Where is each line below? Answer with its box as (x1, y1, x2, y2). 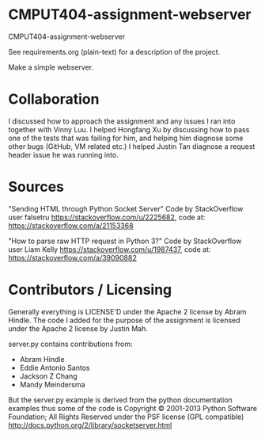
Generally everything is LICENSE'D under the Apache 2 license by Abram (8, 307, 247, 316)
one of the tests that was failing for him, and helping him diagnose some (8, 133, 244, 143)
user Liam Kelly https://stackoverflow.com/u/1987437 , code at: (8, 244, 211, 254)
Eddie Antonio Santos (19, 363, 90, 372)
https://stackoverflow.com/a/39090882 (8, 253, 137, 262)
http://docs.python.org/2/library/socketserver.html (8, 420, 172, 429)
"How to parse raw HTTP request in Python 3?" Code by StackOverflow (8, 236, 242, 246)
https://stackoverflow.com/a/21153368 (8, 220, 134, 230)
